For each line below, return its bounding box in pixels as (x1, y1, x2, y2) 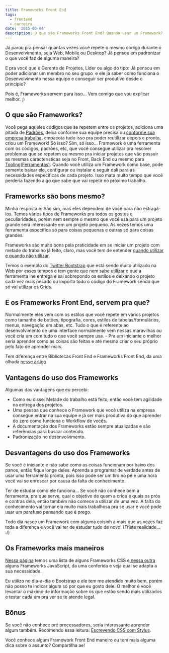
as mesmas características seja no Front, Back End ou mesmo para (5, 156, 144, 162)
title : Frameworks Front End (5, 7, 66, 13)
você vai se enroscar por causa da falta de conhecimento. (5, 478, 126, 484)
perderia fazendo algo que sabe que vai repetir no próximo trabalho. (5, 177, 147, 184)
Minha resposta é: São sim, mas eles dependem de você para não (5, 205, 142, 211)
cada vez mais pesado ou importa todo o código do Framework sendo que (5, 278, 160, 284)
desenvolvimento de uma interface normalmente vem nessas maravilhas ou (5, 328, 162, 334)
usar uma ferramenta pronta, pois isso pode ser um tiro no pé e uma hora (5, 472, 157, 478)
